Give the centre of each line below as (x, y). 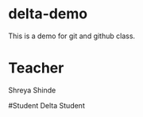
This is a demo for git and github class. (72, 36)
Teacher (36, 68)
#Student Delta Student (46, 105)
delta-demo (48, 14)
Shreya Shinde (32, 90)
